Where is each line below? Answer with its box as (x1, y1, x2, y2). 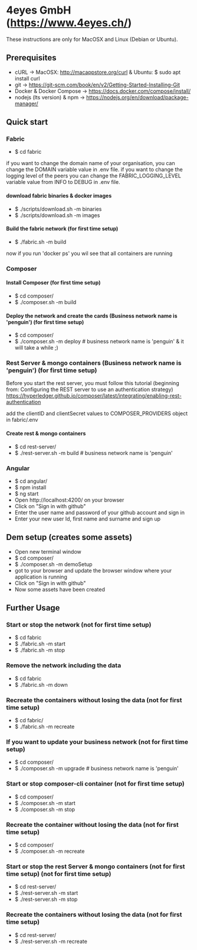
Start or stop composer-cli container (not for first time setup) (6, 780, 185, 788)
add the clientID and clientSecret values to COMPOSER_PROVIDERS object (6, 410, 188, 417)
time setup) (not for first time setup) (6, 870, 111, 878)
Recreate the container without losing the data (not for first (6, 820, 179, 829)
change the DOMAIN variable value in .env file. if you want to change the (6, 166, 183, 173)
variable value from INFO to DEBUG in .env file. (6, 179, 120, 186)
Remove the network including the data (6, 661, 122, 670)
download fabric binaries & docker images (6, 192, 112, 199)
